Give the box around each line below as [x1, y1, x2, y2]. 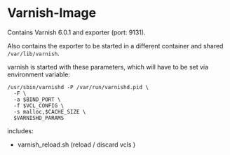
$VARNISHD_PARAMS [13, 114, 65, 121]
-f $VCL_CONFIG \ [13, 102, 65, 109]
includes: [7, 126, 34, 135]
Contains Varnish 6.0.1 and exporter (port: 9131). [7, 28, 146, 36]
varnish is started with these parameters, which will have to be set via [7, 62, 209, 71]
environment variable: [7, 70, 70, 79]
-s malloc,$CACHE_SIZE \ [13, 108, 86, 115]
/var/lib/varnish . [7, 49, 60, 58]
